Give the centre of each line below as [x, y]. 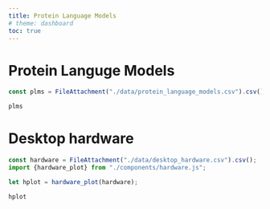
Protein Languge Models [92, 70]
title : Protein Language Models [62, 16]
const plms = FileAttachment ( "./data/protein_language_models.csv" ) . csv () [136, 92]
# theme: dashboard [41, 23]
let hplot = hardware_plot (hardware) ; [73, 182]
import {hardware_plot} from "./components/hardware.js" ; [107, 167]
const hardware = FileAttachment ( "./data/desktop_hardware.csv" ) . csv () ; [133, 160]
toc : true [25, 31]
